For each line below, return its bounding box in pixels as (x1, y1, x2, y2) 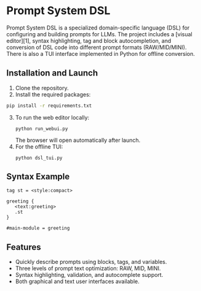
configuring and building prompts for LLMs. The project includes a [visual (6, 30, 192, 37)
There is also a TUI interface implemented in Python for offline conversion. (6, 50, 195, 57)
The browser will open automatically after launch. (15, 136, 141, 144)
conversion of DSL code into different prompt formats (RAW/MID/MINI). (6, 44, 187, 51)
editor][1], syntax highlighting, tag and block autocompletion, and (6, 37, 171, 44)
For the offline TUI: (15, 142, 63, 150)
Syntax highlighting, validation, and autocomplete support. (15, 271, 164, 279)
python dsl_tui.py (15, 155, 63, 161)
